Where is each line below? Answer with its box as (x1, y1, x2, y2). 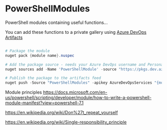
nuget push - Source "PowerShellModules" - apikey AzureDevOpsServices (5, 80, 153, 85)
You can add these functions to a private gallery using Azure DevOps (5, 29, 147, 35)
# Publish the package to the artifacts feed (5, 76, 101, 81)
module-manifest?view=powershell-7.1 (5, 100, 84, 106)
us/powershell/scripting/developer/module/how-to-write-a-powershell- (5, 95, 152, 101)
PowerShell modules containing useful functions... (5, 19, 108, 25)
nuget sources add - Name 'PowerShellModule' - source (5, 67, 117, 72)
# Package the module (5, 48, 50, 53)
